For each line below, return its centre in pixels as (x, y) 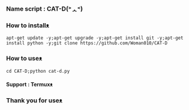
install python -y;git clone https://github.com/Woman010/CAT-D (87, 43)
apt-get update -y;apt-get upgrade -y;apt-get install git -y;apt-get (95, 38)
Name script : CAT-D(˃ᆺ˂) (45, 8)
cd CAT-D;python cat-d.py (38, 71)
